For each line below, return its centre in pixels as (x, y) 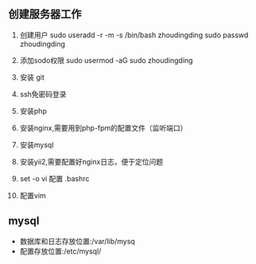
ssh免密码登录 (43, 94)
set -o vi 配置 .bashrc (54, 178)
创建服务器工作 (45, 14)
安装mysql (37, 145)
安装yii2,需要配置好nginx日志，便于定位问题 (91, 161)
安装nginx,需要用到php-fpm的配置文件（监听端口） (103, 128)
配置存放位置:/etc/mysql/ (60, 251)
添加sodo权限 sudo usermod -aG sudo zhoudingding (106, 60)
